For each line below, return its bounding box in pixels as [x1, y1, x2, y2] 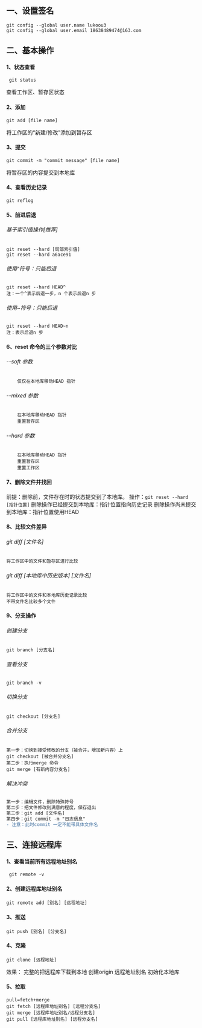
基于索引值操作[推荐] [6, 226, 58, 233]
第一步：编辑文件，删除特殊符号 [6, 799, 74, 805]
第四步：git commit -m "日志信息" [6, 816, 86, 822]
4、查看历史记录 [6, 184, 47, 191]
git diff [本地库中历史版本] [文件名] [6, 572, 92, 579]
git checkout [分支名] [6, 713, 61, 720]
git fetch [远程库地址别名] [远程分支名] [6, 1003, 101, 1010]
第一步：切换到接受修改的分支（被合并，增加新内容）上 [6, 747, 124, 753]
